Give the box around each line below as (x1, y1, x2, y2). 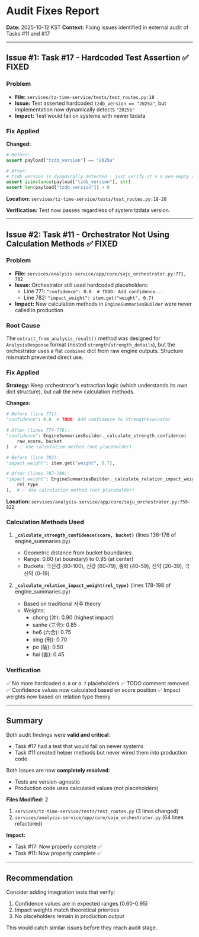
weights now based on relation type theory (6, 693, 111, 700)
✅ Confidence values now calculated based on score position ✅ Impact (6, 686, 181, 694)
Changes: (6, 400, 31, 407)
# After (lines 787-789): (6, 471, 70, 477)
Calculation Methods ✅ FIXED (6, 239, 118, 249)
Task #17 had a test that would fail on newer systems (14, 743, 144, 750)
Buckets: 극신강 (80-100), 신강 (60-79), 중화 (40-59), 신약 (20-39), (23, 563, 184, 570)
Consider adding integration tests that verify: (6, 888, 115, 896)
